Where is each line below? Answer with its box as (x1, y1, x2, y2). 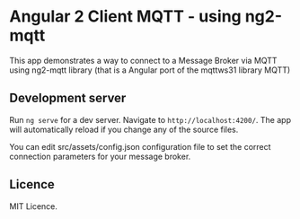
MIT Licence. (9, 200, 58, 212)
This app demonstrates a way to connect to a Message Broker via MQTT (9, 55, 278, 66)
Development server (9, 91, 127, 106)
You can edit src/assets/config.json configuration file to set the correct (9, 141, 271, 152)
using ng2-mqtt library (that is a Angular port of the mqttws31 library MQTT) (9, 65, 291, 75)
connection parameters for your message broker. (9, 151, 191, 162)
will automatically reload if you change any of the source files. (9, 124, 239, 135)
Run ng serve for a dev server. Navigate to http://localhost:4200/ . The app (9, 114, 292, 125)
